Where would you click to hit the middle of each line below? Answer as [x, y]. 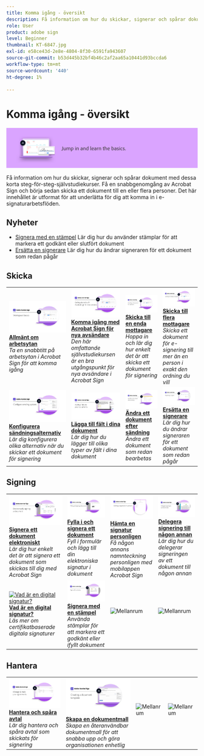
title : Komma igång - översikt [46, 13]
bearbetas [138, 458]
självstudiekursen [93, 355]
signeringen [173, 554]
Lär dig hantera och [34, 725]
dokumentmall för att [92, 732]
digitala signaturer [32, 634]
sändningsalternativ [35, 433]
